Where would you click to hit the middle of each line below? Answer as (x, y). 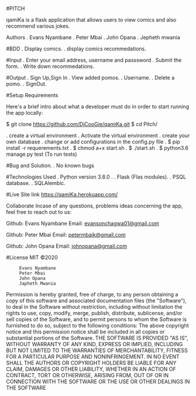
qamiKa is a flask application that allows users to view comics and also (91, 20)
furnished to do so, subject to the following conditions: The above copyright (97, 325)
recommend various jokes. (38, 26)
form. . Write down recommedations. (50, 66)
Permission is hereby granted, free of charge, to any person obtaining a (92, 294)
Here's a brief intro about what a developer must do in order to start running (97, 107)
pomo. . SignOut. (26, 84)
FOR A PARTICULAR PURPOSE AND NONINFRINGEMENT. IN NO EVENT (93, 356)
